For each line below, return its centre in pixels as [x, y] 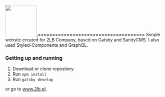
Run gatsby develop [33, 80]
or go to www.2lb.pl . [26, 89]
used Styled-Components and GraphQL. [47, 45]
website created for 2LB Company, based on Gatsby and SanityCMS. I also [82, 40]
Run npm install [29, 74]
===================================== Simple [99, 35]
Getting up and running [34, 58]
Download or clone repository [43, 69]
